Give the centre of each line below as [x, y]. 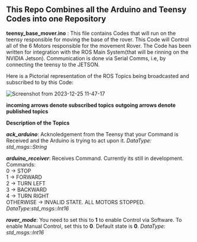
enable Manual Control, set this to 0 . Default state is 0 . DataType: [86, 226]
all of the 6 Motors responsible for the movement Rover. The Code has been [98, 45]
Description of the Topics [38, 123]
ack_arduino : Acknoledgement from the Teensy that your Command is [92, 134]
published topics [27, 111]
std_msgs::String [27, 146]
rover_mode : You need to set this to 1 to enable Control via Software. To [94, 220]
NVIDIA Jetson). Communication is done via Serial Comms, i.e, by [86, 58]
